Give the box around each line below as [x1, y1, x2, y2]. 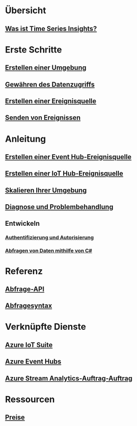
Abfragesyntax [5, 302, 52, 310]
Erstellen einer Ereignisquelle [5, 97, 96, 105]
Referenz [5, 266, 43, 277]
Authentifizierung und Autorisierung [5, 234, 94, 241]
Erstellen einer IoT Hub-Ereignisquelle [5, 169, 123, 178]
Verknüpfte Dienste [5, 321, 87, 332]
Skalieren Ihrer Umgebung [5, 186, 87, 194]
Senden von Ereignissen [5, 113, 81, 122]
